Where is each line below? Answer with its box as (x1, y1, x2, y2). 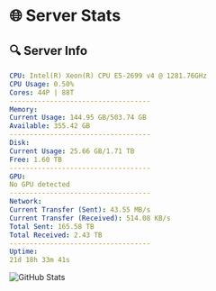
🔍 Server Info (9, 42, 88, 59)
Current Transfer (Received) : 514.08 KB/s (9, 214, 171, 223)
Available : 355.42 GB (9, 122, 91, 131)
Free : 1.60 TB (9, 155, 63, 164)
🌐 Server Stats (9, 5, 121, 26)
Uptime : (9, 247, 39, 257)
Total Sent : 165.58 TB (9, 222, 94, 231)
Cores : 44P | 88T (9, 87, 75, 97)
